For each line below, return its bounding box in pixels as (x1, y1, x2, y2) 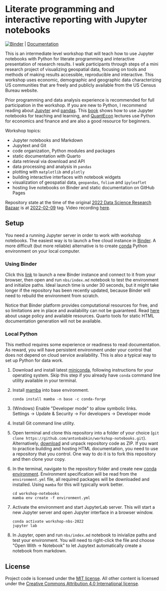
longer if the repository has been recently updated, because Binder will (5, 287, 150, 293)
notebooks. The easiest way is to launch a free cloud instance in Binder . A (5, 237, 156, 243)
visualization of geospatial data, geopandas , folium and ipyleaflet (12, 179, 147, 185)
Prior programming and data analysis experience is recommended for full (5, 97, 155, 103)
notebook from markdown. (12, 548, 67, 554)
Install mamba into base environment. (12, 387, 89, 393)
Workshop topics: (5, 127, 41, 133)
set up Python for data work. (5, 358, 63, 364)
